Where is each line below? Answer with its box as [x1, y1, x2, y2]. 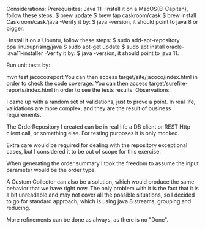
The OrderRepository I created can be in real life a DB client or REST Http [6, 123, 191, 130]
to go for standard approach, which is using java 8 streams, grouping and [6, 198, 192, 205]
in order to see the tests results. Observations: [54, 86, 171, 94]
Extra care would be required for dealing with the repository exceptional [6, 141, 188, 149]
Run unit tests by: [6, 61, 50, 69]
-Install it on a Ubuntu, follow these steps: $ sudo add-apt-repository [6, 37, 180, 43]
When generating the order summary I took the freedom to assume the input [6, 160, 199, 167]
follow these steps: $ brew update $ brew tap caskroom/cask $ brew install [6, 12, 196, 19]
